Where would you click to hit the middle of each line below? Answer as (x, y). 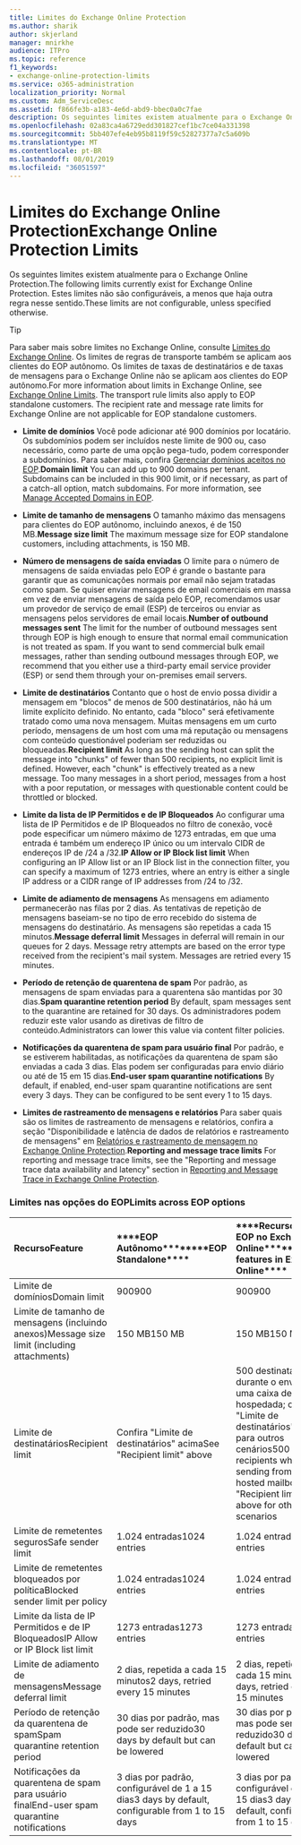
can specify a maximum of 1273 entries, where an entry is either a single (156, 872)
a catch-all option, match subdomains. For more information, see (142, 488)
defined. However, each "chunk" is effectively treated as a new (138, 769)
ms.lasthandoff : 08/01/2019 (62, 159)
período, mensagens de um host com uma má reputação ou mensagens (155, 731)
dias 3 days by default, (163, 1799)
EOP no (252, 1237)
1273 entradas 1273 (159, 1626)
